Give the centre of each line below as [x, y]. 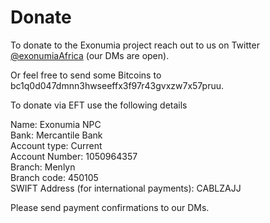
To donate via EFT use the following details [99, 105]
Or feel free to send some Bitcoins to [86, 75]
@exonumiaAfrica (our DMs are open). [90, 55]
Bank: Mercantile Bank [56, 135]
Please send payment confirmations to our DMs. [110, 207]
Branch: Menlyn [43, 167]
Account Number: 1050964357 [74, 156]
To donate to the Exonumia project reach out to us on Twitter [135, 45]
